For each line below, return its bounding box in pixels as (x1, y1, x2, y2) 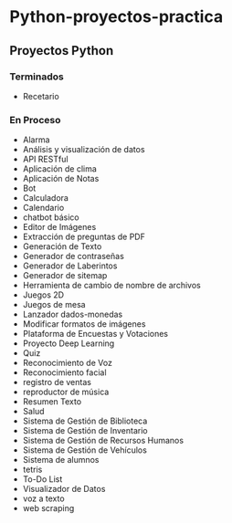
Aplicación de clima (22, 163, 98, 174)
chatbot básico (22, 212, 79, 223)
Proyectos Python (9, 43, 114, 58)
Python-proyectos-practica (9, 6, 224, 27)
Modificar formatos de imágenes (22, 319, 146, 329)
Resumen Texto (22, 396, 82, 407)
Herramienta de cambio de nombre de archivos (22, 280, 201, 291)
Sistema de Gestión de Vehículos (22, 445, 148, 455)
